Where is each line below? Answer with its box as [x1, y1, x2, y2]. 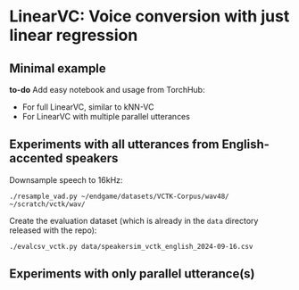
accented [9, 151, 63, 166]
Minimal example [9, 61, 107, 76]
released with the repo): [9, 225, 97, 236]
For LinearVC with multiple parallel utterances [21, 112, 190, 121]
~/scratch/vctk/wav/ [9, 199, 87, 209]
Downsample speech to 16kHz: [9, 174, 123, 185]
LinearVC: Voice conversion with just [9, 6, 290, 27]
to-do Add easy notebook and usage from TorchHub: [9, 85, 205, 95]
